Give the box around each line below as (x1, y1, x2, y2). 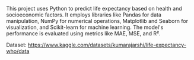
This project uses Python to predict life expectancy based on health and (6, 5, 182, 12)
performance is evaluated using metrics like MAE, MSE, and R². (6, 30, 161, 37)
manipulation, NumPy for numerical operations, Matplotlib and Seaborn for (6, 18, 189, 24)
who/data (6, 48, 30, 55)
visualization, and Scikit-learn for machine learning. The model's (6, 24, 164, 31)
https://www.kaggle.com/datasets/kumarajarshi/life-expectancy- (27, 41, 187, 48)
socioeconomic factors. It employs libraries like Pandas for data (6, 11, 162, 18)
